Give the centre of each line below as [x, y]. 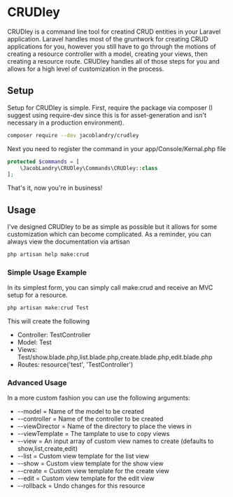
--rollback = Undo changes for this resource [81, 486]
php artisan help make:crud [48, 255]
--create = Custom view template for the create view [93, 471]
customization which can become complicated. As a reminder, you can [109, 234]
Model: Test [35, 342]
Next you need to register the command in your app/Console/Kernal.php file [116, 148]
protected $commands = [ [43, 162]
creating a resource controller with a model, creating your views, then [107, 54]
